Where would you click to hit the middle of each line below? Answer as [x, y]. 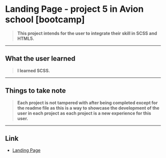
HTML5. [26, 39]
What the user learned [40, 59]
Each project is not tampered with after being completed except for [87, 103]
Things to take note [36, 91]
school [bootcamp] [45, 20]
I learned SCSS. [34, 71]
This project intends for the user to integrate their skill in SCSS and [87, 33]
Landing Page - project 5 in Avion [75, 9]
